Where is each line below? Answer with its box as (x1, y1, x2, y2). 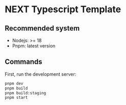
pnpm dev (5, 81, 23, 86)
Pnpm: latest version (12, 43, 56, 49)
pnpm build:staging (5, 90, 46, 95)
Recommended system (5, 24, 80, 33)
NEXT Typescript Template (5, 4, 121, 15)
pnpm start (5, 95, 28, 100)
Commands (5, 58, 43, 66)
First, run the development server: (5, 71, 77, 77)
